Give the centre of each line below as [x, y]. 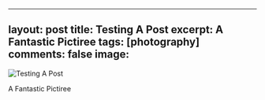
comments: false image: [69, 55]
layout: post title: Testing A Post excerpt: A [116, 30]
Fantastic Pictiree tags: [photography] [104, 42]
